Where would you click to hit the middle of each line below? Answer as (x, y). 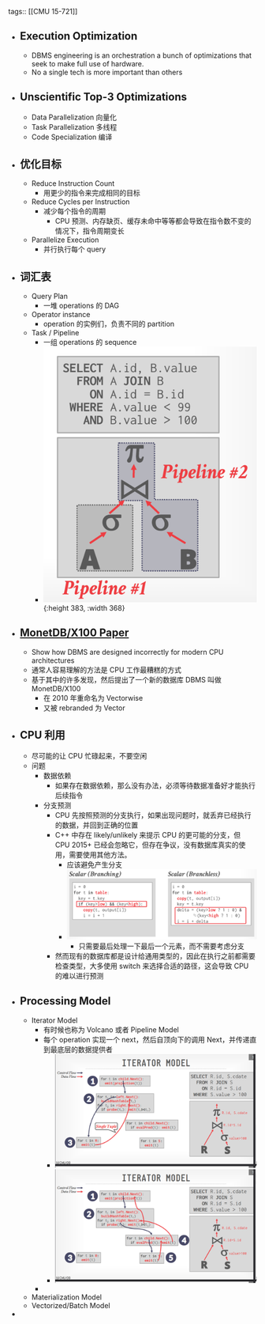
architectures (53, 660)
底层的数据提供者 (85, 1049)
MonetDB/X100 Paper (74, 633)
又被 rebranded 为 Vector (84, 708)
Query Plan (50, 297)
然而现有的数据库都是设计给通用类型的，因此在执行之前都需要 (155, 955)
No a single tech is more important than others (107, 72)
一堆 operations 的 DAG (81, 306)
